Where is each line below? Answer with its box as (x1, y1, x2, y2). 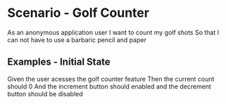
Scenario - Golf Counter (7, 5, 150, 21)
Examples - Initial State (7, 56, 111, 68)
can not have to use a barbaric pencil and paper (7, 35, 146, 44)
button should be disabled (7, 89, 83, 98)
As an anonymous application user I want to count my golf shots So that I (7, 28, 220, 37)
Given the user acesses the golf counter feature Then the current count (7, 74, 215, 83)
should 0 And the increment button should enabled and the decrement (7, 82, 211, 91)
